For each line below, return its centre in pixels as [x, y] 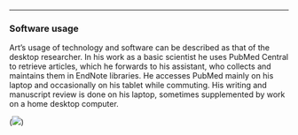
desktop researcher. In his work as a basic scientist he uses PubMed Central [149, 57]
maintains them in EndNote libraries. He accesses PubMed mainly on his [141, 76]
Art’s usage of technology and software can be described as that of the [140, 48]
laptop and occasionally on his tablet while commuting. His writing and [138, 86]
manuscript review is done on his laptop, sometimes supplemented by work [147, 94]
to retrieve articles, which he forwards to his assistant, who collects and [141, 66]
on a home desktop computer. [64, 104]
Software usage [44, 28]
